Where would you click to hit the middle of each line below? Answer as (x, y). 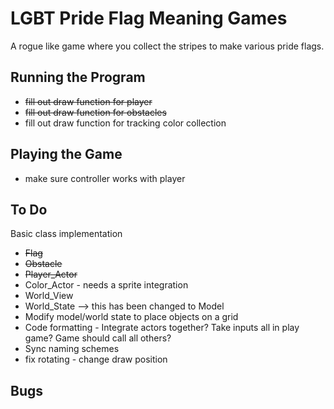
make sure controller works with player (105, 178)
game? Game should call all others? (98, 338)
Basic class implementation (66, 234)
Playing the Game (66, 154)
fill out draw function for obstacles (95, 112)
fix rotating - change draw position (96, 359)
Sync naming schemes (72, 349)
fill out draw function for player (88, 101)
